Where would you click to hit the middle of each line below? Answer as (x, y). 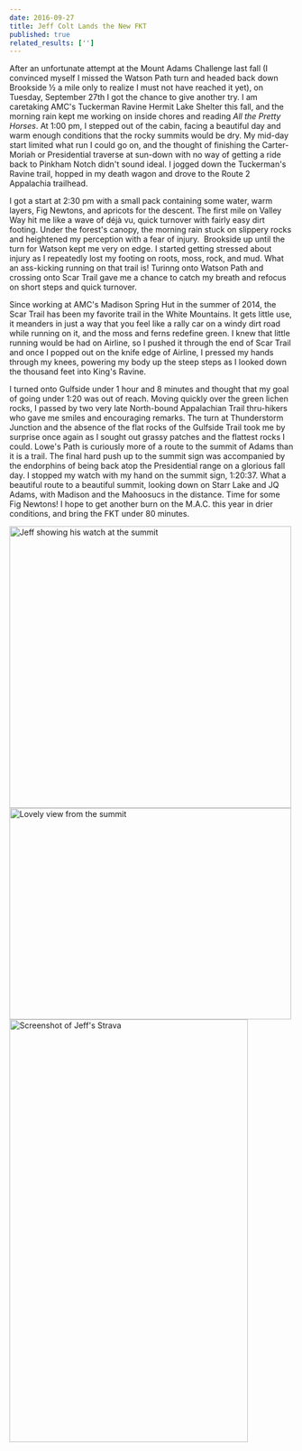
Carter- (275, 145)
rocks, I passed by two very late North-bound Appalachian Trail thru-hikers (149, 409)
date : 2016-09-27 (42, 18)
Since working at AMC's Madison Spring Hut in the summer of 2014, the (143, 305)
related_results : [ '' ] (52, 43)
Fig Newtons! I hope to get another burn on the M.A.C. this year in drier (141, 504)
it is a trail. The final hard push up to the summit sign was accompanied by (147, 456)
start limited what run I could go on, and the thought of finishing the (135, 145)
